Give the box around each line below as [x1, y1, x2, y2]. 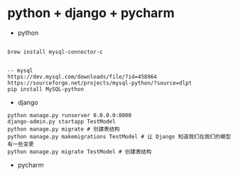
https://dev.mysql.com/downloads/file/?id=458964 [7, 73, 158, 80]
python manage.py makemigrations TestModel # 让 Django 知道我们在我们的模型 [7, 133, 232, 140]
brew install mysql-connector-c [7, 48, 103, 55]
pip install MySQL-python [7, 85, 84, 93]
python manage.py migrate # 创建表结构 [7, 126, 120, 133]
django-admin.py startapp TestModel [7, 118, 116, 125]
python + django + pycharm [7, 5, 175, 21]
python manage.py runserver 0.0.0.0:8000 [7, 111, 132, 119]
